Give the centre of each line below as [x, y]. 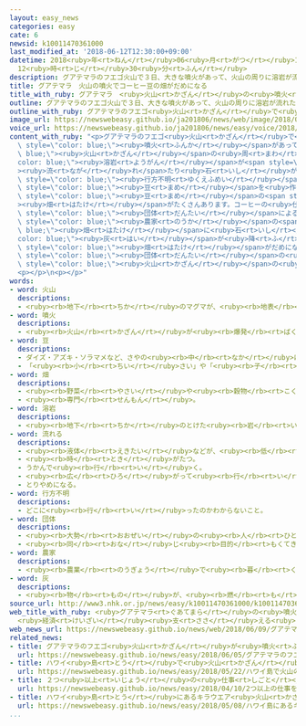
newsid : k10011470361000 [56, 43]
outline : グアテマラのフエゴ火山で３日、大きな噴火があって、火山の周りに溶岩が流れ [149, 103]
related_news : [36, 637]
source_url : [32, 604]
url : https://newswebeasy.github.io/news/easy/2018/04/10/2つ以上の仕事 [154, 689]
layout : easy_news [44, 18]
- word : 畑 [30, 374]
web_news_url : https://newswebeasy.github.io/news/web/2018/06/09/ [140, 629]
